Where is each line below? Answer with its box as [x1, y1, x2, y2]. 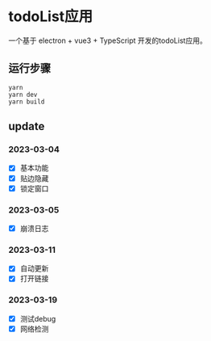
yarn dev [8, 91, 38, 99]
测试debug [19, 314, 56, 323]
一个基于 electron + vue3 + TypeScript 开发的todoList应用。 [8, 36, 207, 45]
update [8, 120, 45, 133]
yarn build [8, 98, 45, 106]
